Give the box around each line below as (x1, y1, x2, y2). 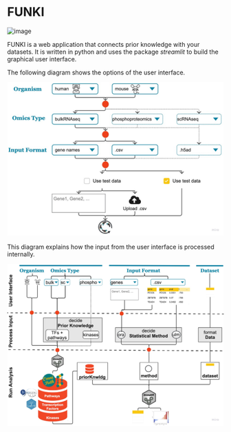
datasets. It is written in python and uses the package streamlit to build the (7, 48, 219, 56)
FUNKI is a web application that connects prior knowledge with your (7, 40, 200, 48)
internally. (7, 250, 36, 258)
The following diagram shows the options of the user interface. (7, 68, 186, 76)
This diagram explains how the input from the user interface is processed (7, 243, 214, 251)
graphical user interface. (7, 54, 77, 63)
